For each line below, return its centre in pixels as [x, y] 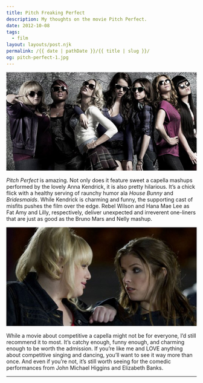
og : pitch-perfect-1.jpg [37, 57]
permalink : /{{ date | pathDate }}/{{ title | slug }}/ [78, 51]
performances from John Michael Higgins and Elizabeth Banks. [85, 368]
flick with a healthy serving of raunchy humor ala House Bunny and [90, 193]
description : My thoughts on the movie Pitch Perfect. [77, 19]
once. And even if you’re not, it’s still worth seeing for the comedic [89, 361]
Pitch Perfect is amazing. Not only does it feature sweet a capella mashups [99, 180]
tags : [13, 32]
